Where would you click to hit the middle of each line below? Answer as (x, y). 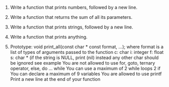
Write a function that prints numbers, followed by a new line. (74, 7)
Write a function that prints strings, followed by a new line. (71, 27)
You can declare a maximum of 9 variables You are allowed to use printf (86, 74)
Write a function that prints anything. (49, 37)
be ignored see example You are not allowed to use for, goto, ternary (82, 63)
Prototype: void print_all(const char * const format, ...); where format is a (87, 47)
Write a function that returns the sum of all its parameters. (71, 17)
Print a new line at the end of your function (55, 79)
